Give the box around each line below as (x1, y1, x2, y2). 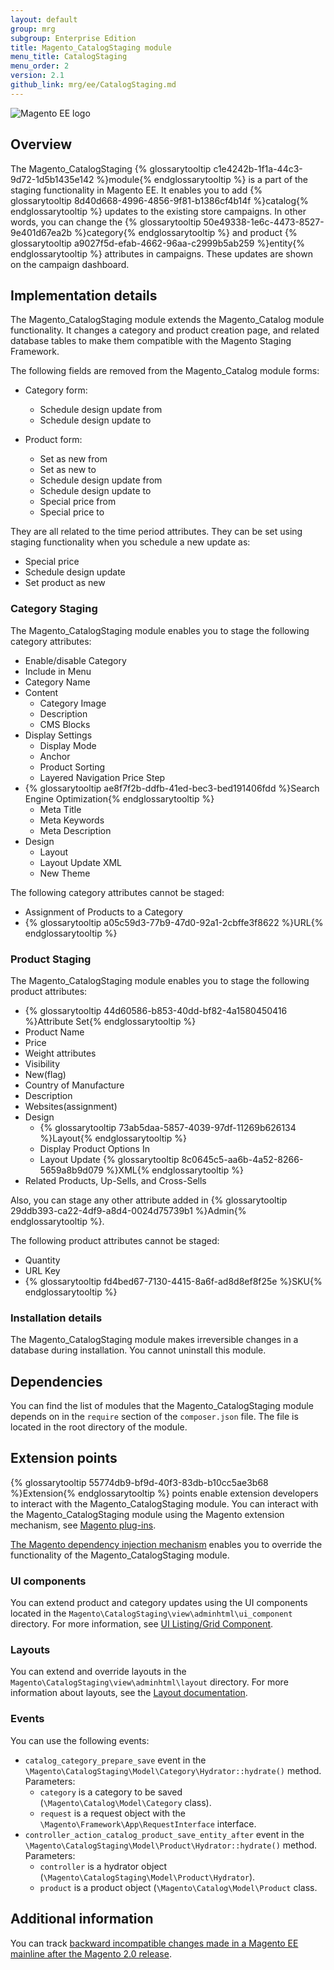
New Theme (39, 867, 91, 879)
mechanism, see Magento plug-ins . (10, 1519, 157, 1531)
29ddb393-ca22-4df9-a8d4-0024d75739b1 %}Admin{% (10, 1204, 247, 1216)
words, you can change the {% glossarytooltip (10, 216, 202, 228)
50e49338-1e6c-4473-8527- (203, 216, 325, 228)
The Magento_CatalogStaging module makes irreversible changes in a (10, 1334, 299, 1346)
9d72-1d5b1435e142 (10, 173, 95, 185)
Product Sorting (39, 761, 106, 773)
